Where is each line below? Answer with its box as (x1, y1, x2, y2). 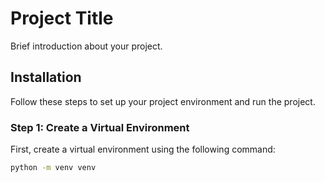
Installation (10, 69, 82, 86)
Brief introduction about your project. (10, 40, 163, 52)
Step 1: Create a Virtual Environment (10, 120, 190, 134)
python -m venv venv (10, 163, 97, 173)
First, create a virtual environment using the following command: (10, 143, 276, 156)
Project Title (10, 7, 114, 30)
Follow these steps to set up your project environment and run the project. (10, 95, 316, 107)
